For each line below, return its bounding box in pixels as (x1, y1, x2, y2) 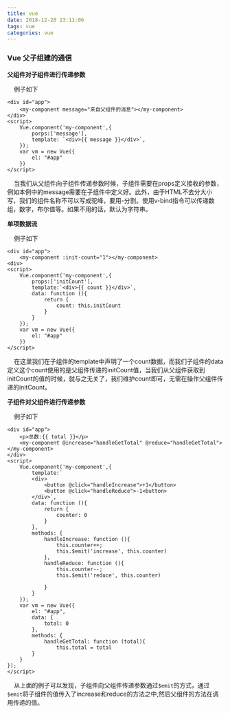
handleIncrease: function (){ (43, 535, 130, 542)
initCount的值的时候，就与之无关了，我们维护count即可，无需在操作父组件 (7, 374, 218, 383)
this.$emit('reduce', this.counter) (56, 572, 161, 579)
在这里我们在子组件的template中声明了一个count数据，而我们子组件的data (13, 357, 224, 365)
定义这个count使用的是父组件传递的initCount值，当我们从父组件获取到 (7, 365, 205, 374)
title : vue (7, 10, 38, 17)
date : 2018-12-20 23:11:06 (7, 17, 84, 23)
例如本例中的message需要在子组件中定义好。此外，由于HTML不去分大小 (7, 187, 213, 196)
